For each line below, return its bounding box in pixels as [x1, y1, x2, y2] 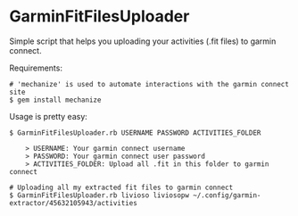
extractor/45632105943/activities [9, 198, 138, 207]
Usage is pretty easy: [9, 111, 87, 121]
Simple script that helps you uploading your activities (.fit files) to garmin [9, 36, 277, 46]
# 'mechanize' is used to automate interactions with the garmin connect [9, 79, 290, 88]
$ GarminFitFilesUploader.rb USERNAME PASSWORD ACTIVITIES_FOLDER [9, 128, 261, 137]
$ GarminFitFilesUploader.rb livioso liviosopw [9, 190, 190, 200]
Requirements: [9, 62, 62, 73]
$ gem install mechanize [9, 96, 102, 104]
